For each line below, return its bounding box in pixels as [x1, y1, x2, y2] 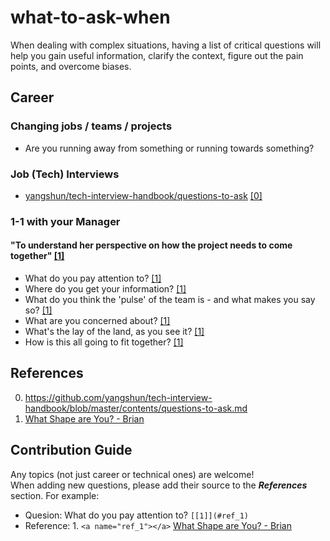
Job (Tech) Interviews [10, 167, 120, 181]
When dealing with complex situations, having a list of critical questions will [10, 39, 322, 51]
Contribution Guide [10, 442, 133, 459]
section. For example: [10, 489, 100, 501]
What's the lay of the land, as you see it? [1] [24, 326, 205, 338]
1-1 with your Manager [10, 214, 121, 228]
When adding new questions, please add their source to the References [10, 479, 308, 491]
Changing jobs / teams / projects [10, 119, 173, 133]
